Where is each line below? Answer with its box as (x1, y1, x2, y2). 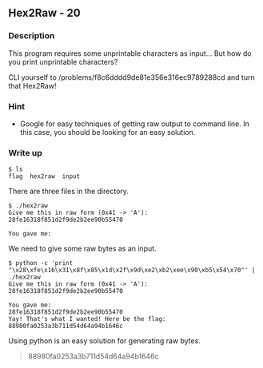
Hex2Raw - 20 (8, 6, 82, 20)
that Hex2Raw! (8, 81, 57, 90)
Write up (8, 147, 42, 158)
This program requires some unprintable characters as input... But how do (8, 48, 252, 58)
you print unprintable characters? (8, 57, 118, 66)
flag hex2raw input (8, 172, 81, 180)
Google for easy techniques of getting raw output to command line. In (19, 119, 250, 129)
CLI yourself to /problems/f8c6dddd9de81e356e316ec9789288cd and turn (8, 72, 255, 82)
